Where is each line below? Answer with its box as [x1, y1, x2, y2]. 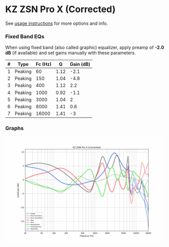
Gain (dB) [70, 61, 91, 67]
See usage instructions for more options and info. [5, 20, 108, 26]
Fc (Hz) [36, 61, 52, 67]
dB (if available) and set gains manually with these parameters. [5, 50, 136, 56]
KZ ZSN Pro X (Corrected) [5, 4, 116, 15]
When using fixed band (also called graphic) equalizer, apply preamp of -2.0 [5, 45, 164, 51]
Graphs [5, 125, 24, 132]
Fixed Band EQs [5, 33, 44, 40]
